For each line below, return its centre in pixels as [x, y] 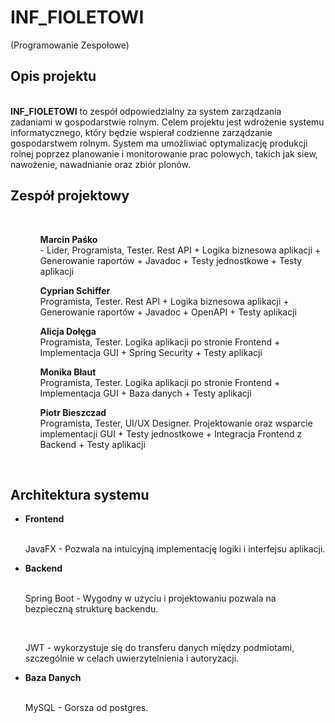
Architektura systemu [80, 494]
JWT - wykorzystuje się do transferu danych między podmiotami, [159, 648]
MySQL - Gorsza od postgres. [86, 708]
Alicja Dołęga [68, 331]
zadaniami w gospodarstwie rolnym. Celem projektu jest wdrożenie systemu [167, 122]
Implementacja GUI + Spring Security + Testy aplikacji [151, 352]
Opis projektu [53, 76]
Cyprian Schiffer [75, 290]
